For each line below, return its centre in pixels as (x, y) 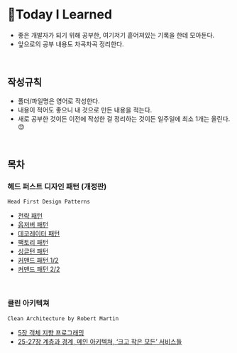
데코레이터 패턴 (39, 233)
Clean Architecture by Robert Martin (63, 318)
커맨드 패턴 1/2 (38, 260)
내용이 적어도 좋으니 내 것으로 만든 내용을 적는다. (85, 110)
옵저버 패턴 (33, 225)
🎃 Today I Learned (60, 15)
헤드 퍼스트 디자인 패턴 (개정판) (57, 186)
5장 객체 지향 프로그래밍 (51, 332)
